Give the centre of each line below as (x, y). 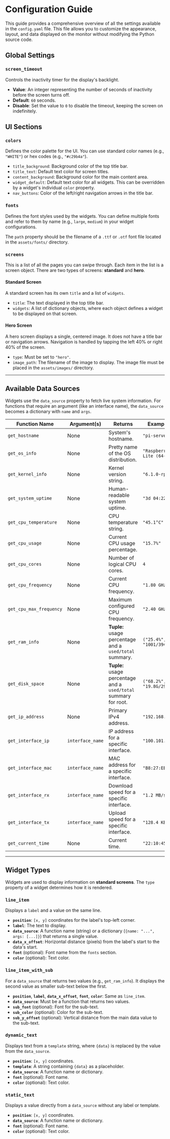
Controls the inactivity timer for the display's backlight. (62, 80)
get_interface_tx (29, 822)
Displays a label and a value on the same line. (53, 911)
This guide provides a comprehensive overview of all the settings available (83, 23)
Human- (119, 489)
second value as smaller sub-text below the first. (56, 986)
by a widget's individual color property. (54, 188)
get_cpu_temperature (32, 522)
